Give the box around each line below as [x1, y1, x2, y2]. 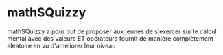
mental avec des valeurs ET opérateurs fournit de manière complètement [7, 34, 214, 42]
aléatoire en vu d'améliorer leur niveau [7, 41, 116, 50]
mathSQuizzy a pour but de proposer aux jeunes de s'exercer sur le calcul [7, 27, 218, 35]
